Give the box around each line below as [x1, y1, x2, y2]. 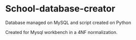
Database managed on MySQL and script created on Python [5, 19, 131, 25]
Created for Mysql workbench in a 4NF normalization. [5, 29, 118, 35]
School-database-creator [5, 3, 116, 14]
